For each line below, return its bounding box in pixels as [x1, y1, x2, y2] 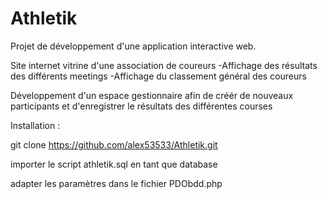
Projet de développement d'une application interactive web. [10, 40, 257, 52]
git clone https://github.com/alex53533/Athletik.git [10, 138, 218, 151]
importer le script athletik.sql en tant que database [10, 158, 218, 170]
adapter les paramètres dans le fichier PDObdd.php [10, 177, 223, 189]
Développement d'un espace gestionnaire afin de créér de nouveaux [10, 89, 294, 101]
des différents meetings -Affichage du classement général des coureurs [10, 70, 307, 82]
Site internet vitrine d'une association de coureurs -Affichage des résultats [10, 59, 318, 71]
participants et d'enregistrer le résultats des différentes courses [10, 100, 273, 112]
